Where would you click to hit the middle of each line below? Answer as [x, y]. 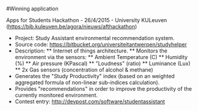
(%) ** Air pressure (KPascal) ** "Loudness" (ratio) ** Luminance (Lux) [103, 63]
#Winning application [32, 9]
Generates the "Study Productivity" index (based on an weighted [95, 76]
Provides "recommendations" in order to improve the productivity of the [103, 89]
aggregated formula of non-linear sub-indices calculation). [87, 82]
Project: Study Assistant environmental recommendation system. [95, 38]
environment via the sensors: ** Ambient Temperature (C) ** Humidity [101, 57]
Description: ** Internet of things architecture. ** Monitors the [91, 51]
